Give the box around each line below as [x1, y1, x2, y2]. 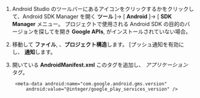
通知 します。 [24, 48, 56, 56]
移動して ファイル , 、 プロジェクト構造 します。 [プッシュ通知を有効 [12, 41, 179, 48]
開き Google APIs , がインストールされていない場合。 [59, 28, 192, 35]
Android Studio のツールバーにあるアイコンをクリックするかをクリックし [12, 5, 195, 12]
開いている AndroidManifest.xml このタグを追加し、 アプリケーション [12, 61, 188, 68]
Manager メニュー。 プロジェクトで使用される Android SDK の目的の [12, 21, 185, 27]
